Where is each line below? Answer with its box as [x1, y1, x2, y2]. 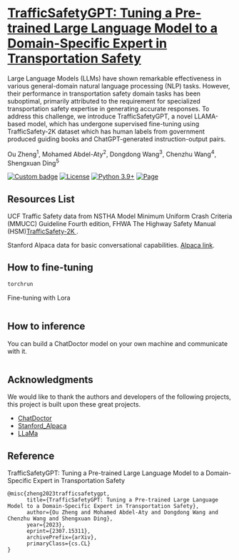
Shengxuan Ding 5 [7, 157, 59, 167]
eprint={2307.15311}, [26, 528, 91, 535]
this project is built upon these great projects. [7, 400, 141, 409]
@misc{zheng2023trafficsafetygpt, [7, 490, 111, 497]
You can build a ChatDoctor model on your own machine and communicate [7, 339, 228, 347]
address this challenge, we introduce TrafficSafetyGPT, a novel [7, 112, 193, 121]
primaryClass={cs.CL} [26, 540, 91, 547]
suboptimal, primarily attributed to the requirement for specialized [7, 96, 201, 105]
